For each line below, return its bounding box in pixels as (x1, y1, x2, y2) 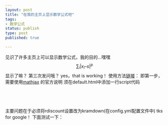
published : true (5, 36, 39, 41)
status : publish (5, 26, 39, 31)
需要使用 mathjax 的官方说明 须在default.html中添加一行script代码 (5, 79, 140, 85)
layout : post (5, 7, 33, 13)
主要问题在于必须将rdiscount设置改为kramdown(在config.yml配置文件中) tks (5, 108, 163, 114)
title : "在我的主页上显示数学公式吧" (5, 12, 74, 17)
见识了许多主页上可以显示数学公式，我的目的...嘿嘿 (5, 54, 111, 60)
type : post (5, 31, 28, 36)
